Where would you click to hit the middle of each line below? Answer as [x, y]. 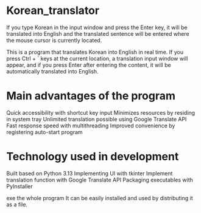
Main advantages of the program [91, 96]
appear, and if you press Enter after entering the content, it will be [89, 65]
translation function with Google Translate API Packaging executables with [100, 180]
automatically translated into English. [52, 71]
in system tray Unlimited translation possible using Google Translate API [97, 119]
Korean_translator [53, 11]
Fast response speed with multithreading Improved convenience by [91, 126]
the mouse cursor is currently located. [54, 40]
